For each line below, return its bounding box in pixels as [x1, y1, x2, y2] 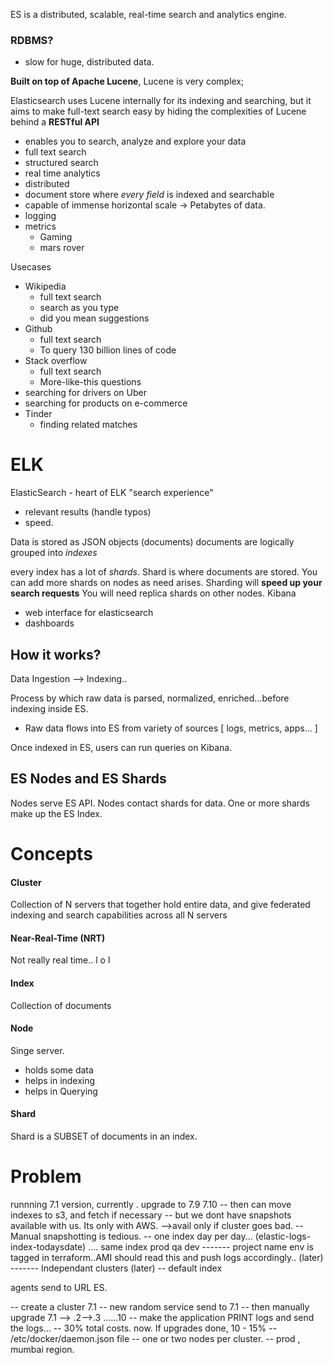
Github [24, 323, 53, 335]
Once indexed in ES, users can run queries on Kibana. [10, 742, 233, 754]
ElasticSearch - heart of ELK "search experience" [10, 487, 214, 499]
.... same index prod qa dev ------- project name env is [88, 1241, 314, 1253]
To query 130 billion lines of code [39, 344, 177, 356]
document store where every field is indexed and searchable [24, 189, 275, 201]
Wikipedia [24, 280, 67, 293]
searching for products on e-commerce [24, 397, 188, 409]
